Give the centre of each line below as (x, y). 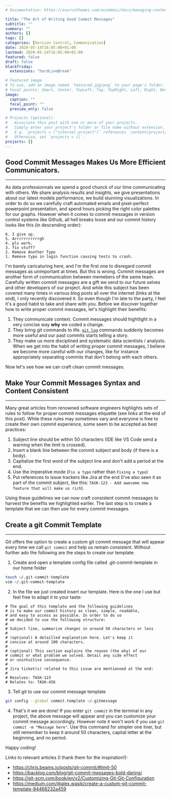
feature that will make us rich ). (48, 488)
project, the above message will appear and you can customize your (84, 716)
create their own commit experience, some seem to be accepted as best (81, 424)
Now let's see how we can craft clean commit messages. (65, 367)
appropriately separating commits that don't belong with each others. (85, 357)
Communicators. (33, 170)
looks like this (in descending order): (44, 225)
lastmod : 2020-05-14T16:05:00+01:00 (44, 52)
